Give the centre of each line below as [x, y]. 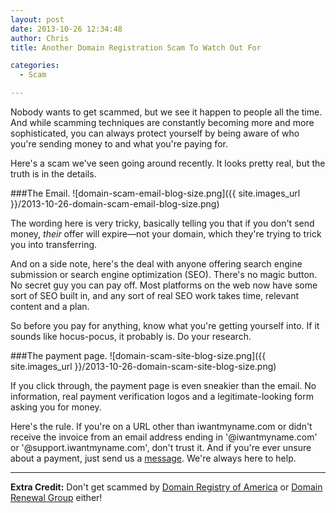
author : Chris [40, 38]
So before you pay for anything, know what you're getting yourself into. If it [165, 325]
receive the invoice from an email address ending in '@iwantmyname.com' [164, 437]
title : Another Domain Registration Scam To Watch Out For [136, 47]
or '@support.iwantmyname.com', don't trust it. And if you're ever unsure [161, 447]
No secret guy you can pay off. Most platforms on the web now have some [164, 285]
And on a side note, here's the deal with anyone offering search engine [156, 264]
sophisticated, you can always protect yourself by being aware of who [155, 133]
